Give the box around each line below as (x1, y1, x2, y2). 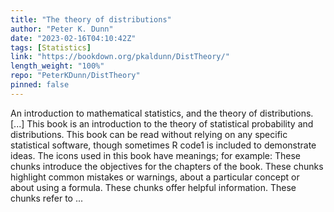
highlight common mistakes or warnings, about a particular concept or (10, 171, 300, 183)
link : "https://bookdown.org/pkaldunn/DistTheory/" (10, 52, 230, 62)
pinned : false (10, 80, 70, 90)
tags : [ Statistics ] (10, 42, 92, 53)
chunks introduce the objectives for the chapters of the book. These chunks (10, 160, 324, 172)
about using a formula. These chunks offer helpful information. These (10, 181, 297, 193)
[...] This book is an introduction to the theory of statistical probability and (10, 117, 314, 130)
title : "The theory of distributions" (10, 14, 172, 25)
